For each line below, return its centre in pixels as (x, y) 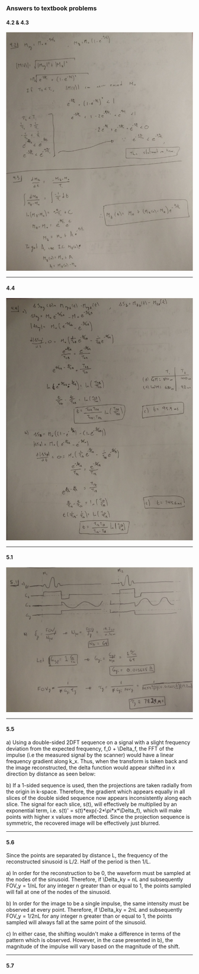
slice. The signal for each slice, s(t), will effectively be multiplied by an (92, 804)
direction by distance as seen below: (51, 774)
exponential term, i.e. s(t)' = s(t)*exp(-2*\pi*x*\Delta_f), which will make (94, 810)
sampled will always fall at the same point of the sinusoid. (76, 922)
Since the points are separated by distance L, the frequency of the (87, 856)
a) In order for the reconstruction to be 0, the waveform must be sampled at (98, 873)
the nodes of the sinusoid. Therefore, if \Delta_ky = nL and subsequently (95, 880)
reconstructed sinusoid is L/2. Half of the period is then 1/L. (78, 862)
